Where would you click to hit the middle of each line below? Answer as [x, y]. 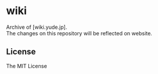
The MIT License [27, 66]
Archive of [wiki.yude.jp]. [37, 27]
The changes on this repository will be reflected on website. [79, 33]
